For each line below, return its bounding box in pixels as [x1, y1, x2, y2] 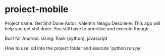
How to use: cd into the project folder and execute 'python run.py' [5, 45, 142, 51]
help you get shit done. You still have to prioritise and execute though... [5, 25, 152, 31]
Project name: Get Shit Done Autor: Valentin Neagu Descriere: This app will [5, 20, 160, 26]
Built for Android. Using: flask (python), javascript [5, 35, 107, 41]
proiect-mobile [5, 4, 69, 15]
